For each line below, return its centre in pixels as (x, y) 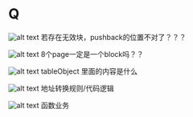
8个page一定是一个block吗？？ (92, 54)
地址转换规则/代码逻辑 (77, 88)
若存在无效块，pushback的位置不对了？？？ (113, 37)
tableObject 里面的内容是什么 (89, 71)
